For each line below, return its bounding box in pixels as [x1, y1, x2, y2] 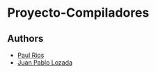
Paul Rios [17, 51, 45, 59]
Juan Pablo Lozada [17, 58, 73, 67]
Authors [7, 33, 44, 44]
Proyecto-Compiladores [7, 5, 150, 21]
